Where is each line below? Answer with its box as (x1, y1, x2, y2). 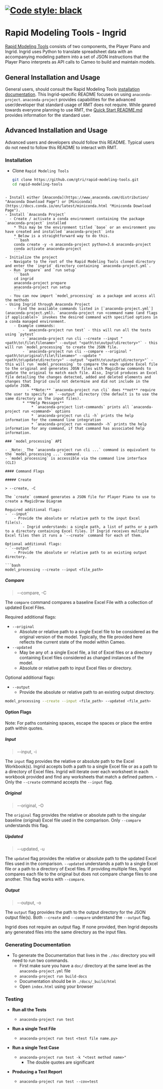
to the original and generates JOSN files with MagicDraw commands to (5, 366, 151, 371)
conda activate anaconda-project (14, 246, 82, 251)
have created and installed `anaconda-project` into (5, 229, 114, 234)
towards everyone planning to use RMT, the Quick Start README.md (5, 107, 143, 112)
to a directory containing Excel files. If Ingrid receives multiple (5, 529, 149, 533)
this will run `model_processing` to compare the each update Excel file (5, 362, 158, 367)
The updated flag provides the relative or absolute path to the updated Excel (5, 855, 157, 861)
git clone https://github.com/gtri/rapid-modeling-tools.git (12, 178, 139, 182)
